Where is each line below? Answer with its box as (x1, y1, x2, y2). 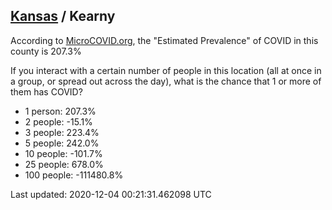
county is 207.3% (10, 45, 82, 57)
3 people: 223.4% (24, 126, 100, 138)
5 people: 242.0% (24, 137, 100, 149)
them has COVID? (10, 85, 83, 98)
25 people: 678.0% (24, 158, 104, 170)
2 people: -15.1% (24, 115, 93, 128)
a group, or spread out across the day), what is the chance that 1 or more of (10, 75, 322, 87)
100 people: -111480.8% (24, 169, 124, 181)
